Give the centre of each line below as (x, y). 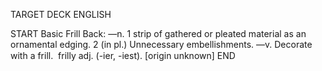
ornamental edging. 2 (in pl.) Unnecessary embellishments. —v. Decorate (161, 44)
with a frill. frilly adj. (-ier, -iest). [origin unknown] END (123, 55)
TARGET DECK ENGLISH (61, 14)
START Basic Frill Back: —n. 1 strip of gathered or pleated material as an (158, 33)
